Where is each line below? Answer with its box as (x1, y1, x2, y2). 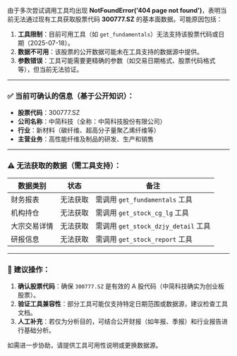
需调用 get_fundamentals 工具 (95, 195, 193, 204)
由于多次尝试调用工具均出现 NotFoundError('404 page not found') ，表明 (7, 6, 221, 14)
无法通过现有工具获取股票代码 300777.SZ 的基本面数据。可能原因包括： (13, 15, 223, 23)
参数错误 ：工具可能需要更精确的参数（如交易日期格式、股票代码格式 (17, 56, 216, 65)
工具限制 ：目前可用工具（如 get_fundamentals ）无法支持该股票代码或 (17, 30, 219, 38)
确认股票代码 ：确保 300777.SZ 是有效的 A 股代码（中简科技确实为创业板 (17, 281, 224, 290)
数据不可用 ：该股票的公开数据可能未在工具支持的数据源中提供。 (17, 48, 203, 56)
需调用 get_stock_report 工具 (95, 234, 193, 244)
